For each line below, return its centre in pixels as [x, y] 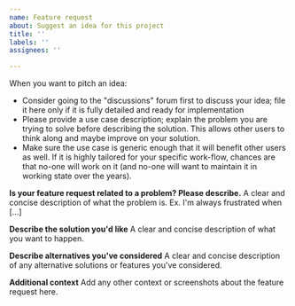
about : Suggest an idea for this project [87, 26]
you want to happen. [47, 239]
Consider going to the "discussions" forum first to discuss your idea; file [154, 101]
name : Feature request [51, 17]
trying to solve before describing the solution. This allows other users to [153, 129]
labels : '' [29, 42]
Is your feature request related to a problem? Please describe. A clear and [147, 193]
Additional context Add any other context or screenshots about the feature [147, 282]
